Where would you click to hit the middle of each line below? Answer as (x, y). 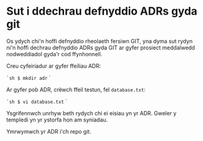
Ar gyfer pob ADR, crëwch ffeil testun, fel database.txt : (76, 89)
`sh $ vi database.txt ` (37, 101)
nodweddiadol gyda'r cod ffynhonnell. (54, 54)
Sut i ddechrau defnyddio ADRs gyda (102, 11)
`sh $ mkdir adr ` (28, 78)
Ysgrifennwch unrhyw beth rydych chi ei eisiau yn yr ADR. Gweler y (91, 113)
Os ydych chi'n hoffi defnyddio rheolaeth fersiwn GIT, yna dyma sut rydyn (99, 41)
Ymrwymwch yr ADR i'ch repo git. (49, 131)
